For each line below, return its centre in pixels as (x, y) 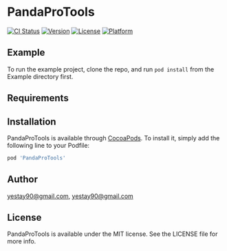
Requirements (38, 98)
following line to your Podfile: (48, 145)
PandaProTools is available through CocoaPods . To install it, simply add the (113, 138)
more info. (22, 241)
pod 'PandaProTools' (37, 158)
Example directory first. (40, 76)
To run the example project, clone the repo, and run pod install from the (111, 69)
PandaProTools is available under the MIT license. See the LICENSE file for (112, 234)
